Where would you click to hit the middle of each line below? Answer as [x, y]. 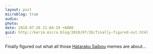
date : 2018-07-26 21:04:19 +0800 [39, 28]
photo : [12, 23]
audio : [12, 19]
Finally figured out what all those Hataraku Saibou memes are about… [76, 46]
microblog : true [22, 14]
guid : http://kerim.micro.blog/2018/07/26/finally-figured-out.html [77, 32]
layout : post [18, 10]
